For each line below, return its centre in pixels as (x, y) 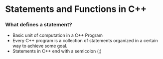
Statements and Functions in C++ (76, 9)
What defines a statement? (39, 25)
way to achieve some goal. (40, 46)
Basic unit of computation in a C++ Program (58, 35)
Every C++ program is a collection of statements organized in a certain (85, 41)
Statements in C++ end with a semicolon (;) (57, 51)
